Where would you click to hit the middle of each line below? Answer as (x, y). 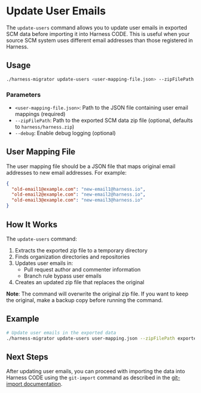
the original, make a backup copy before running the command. (85, 300)
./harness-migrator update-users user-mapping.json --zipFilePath (91, 338)
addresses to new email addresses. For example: (66, 172)
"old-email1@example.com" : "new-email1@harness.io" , (79, 189)
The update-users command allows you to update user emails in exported (97, 28)
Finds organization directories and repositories (72, 257)
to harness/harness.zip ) (45, 126)
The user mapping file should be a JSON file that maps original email (91, 166)
